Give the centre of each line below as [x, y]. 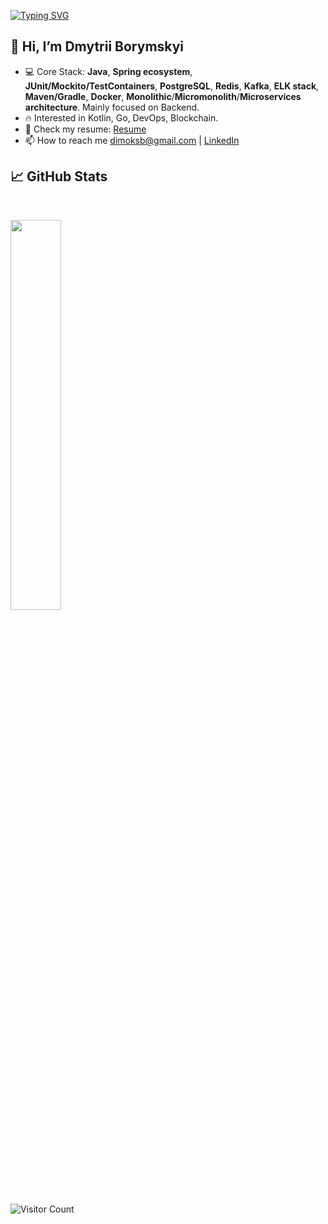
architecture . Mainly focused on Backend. [112, 107]
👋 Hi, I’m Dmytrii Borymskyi [97, 46]
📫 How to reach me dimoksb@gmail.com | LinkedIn [132, 140]
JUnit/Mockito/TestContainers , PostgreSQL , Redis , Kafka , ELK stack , [172, 86]
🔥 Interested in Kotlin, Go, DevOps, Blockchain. [121, 117]
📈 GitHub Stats [59, 176]
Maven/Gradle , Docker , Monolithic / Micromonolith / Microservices [163, 96]
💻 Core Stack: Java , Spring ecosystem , [108, 71]
